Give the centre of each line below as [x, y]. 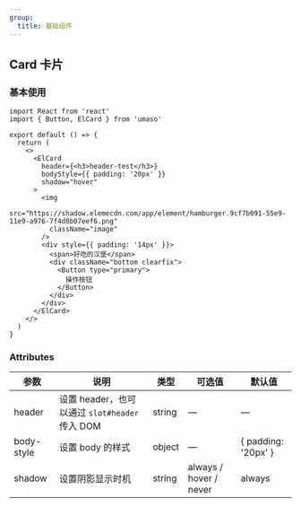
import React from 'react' [60, 112]
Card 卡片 [36, 64]
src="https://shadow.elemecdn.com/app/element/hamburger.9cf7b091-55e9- [148, 214]
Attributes [32, 357]
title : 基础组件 [45, 26]
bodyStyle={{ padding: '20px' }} [104, 175]
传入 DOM [80, 426]
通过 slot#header [103, 413]
